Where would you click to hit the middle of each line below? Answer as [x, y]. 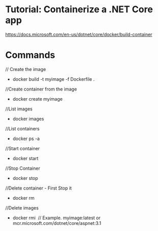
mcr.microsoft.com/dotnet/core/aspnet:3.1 [57, 223]
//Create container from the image [41, 89]
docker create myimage [37, 99]
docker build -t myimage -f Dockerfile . [54, 79]
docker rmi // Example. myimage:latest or [57, 218]
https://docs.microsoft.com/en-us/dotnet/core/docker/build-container [79, 34]
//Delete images [22, 207]
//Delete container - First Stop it [39, 188]
